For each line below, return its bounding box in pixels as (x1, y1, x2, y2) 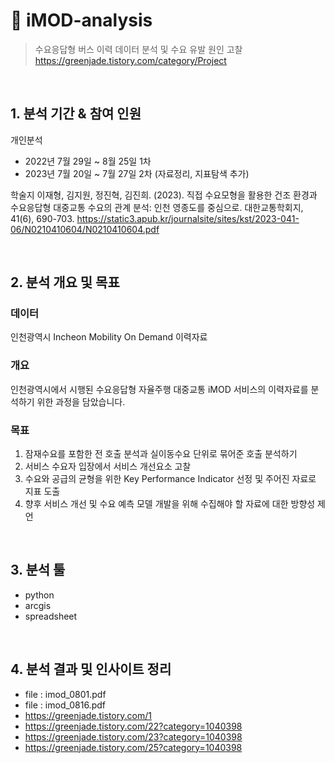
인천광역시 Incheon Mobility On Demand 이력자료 (10, 331, 208, 343)
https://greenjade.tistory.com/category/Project (34, 54, 227, 66)
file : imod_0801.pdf (24, 688, 107, 700)
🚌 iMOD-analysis (10, 9, 153, 32)
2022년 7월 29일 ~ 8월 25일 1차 (24, 155, 152, 167)
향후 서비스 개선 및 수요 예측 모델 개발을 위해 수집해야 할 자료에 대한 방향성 (24, 498, 316, 510)
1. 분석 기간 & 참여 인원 (10, 105, 142, 123)
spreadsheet (24, 610, 78, 622)
